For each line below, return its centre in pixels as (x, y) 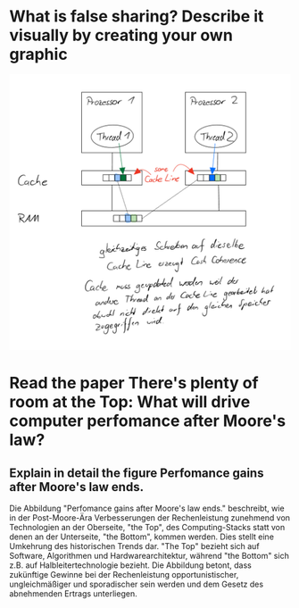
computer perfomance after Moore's (148, 421)
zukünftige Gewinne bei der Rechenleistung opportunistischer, (124, 575)
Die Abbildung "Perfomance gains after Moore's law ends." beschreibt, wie (147, 508)
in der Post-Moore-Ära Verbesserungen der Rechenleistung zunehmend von (150, 518)
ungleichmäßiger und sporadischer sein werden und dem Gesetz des (137, 584)
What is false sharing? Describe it (137, 17)
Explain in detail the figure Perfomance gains (137, 473)
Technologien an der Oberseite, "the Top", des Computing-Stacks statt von (147, 528)
